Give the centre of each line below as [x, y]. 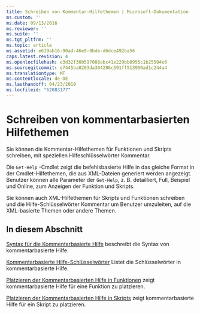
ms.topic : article [29, 46]
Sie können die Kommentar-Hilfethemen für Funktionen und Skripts [89, 149]
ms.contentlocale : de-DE [37, 79]
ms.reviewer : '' [26, 29]
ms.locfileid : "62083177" [38, 90]
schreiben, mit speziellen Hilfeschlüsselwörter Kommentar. [78, 155]
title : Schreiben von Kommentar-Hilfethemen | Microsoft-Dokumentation [97, 12]
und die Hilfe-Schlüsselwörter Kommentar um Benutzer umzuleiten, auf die [99, 204]
